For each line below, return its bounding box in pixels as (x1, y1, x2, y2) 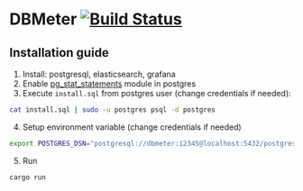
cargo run (9, 172, 47, 182)
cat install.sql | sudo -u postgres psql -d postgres (9, 105, 216, 114)
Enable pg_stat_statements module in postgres (22, 78, 197, 89)
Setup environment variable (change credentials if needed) (22, 122, 242, 132)
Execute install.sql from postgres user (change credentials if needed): (22, 88, 291, 98)
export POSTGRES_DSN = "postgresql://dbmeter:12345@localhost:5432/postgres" (9, 139, 300, 148)
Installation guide (9, 45, 110, 60)
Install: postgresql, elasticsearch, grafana (22, 68, 176, 79)
